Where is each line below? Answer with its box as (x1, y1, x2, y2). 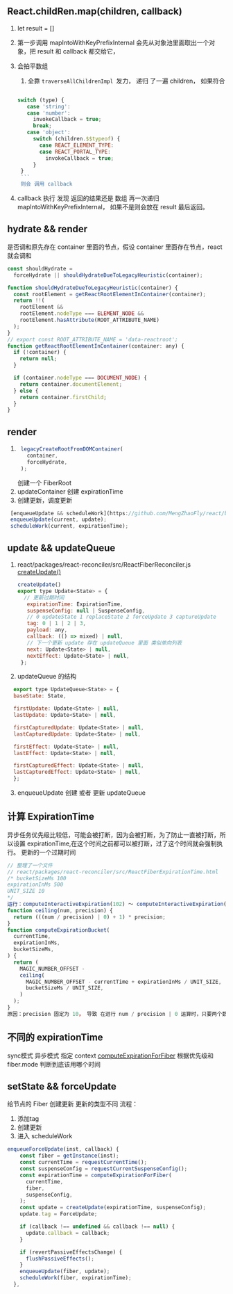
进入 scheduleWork (17, 1132, 73, 1140)
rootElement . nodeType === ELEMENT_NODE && (19, 310, 144, 317)
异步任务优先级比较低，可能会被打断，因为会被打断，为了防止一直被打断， (7, 830, 220, 839)
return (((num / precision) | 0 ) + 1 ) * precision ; (13, 914, 166, 921)
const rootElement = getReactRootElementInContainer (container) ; (13, 291, 207, 298)
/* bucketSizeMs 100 (7, 875, 67, 882)
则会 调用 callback (20, 181, 73, 188)
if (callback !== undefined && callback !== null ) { (19, 1223, 175, 1230)
